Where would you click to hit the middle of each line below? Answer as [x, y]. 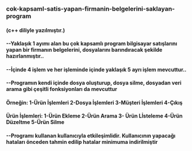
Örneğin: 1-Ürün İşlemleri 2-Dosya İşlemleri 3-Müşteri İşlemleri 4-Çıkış [95, 102]
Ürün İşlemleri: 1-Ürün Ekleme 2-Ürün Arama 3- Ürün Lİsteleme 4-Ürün [95, 116]
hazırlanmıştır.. [25, 56]
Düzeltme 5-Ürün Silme [35, 122]
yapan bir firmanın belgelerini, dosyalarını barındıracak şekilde [84, 50]
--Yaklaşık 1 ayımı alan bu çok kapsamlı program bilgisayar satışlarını [92, 43]
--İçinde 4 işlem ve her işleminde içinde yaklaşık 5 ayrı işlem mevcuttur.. [96, 69]
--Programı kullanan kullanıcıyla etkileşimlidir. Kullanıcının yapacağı [91, 136]
